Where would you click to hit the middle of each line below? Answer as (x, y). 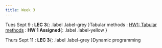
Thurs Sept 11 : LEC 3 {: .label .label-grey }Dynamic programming (73, 40)
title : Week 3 (20, 10)
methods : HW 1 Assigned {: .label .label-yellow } (56, 30)
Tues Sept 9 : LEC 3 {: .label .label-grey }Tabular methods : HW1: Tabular (81, 25)
